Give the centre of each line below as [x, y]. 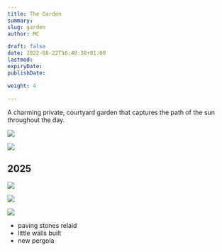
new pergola [36, 241]
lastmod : [20, 60]
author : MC [23, 34]
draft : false [27, 47]
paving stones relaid [47, 226]
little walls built [39, 233]
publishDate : [27, 73]
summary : [20, 21]
